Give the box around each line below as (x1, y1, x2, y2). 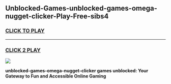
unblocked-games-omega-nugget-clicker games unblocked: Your (5, 67, 149, 73)
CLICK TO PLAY (5, 27, 45, 35)
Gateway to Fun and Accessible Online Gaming (5, 73, 106, 79)
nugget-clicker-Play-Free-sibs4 (5, 12, 109, 21)
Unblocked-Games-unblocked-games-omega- (5, 4, 158, 13)
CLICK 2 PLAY (5, 46, 41, 53)
